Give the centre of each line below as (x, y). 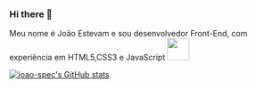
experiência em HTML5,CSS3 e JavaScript (87, 58)
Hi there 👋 (31, 14)
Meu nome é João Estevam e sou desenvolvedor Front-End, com (128, 34)
